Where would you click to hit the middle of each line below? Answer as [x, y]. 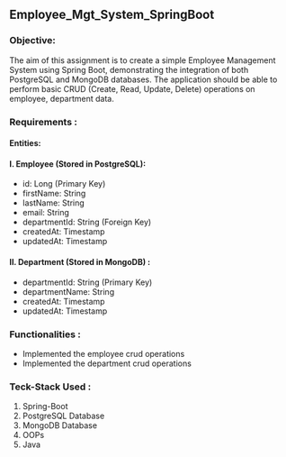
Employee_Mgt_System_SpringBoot [112, 15]
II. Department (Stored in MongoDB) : [80, 262]
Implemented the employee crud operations [103, 353]
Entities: [25, 143]
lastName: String [54, 203]
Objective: [32, 41]
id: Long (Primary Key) [64, 184]
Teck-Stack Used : [50, 387]
